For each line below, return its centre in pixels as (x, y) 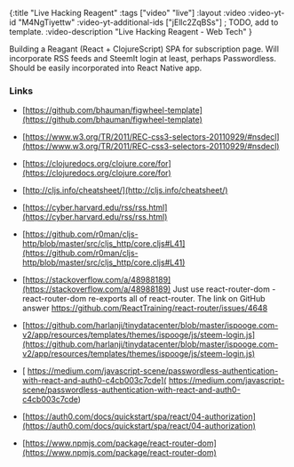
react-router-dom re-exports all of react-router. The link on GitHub (143, 299)
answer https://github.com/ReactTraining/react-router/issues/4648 (145, 308)
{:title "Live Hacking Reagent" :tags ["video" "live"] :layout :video (128, 13)
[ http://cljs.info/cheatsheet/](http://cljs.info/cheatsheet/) (125, 190)
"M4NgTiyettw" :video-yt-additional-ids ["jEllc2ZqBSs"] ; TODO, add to (148, 22)
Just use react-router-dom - (224, 289)
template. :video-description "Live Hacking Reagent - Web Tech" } (131, 32)
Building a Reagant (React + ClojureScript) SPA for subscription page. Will (144, 49)
